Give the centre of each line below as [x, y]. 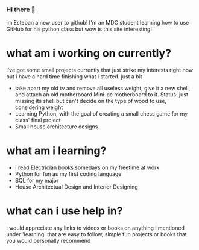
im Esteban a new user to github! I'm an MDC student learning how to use [98, 23]
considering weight [39, 107]
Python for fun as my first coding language [68, 174]
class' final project [38, 120]
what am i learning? [56, 151]
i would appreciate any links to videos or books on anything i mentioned [96, 228]
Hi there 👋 [21, 10]
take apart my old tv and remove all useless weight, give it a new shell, [103, 88]
